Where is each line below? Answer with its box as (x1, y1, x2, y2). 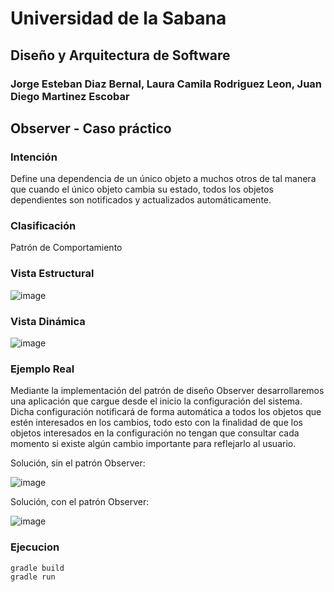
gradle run (10, 572, 56, 582)
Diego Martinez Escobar (10, 89, 130, 103)
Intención (10, 150, 58, 164)
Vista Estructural (10, 267, 95, 281)
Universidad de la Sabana (10, 7, 227, 30)
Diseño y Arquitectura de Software (10, 47, 231, 64)
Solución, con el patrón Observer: (10, 496, 150, 508)
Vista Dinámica (10, 314, 86, 328)
